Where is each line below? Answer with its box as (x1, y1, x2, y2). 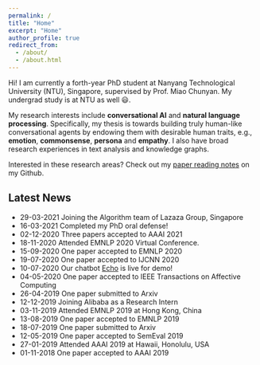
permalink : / (8, 11, 52, 20)
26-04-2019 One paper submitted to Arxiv (19, 288, 158, 298)
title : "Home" (8, 19, 56, 27)
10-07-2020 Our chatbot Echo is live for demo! (19, 263, 173, 273)
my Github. (8, 168, 45, 178)
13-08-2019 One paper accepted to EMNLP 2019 (19, 314, 180, 324)
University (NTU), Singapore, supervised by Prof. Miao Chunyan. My (8, 86, 232, 96)
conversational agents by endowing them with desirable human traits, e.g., (8, 127, 253, 136)
